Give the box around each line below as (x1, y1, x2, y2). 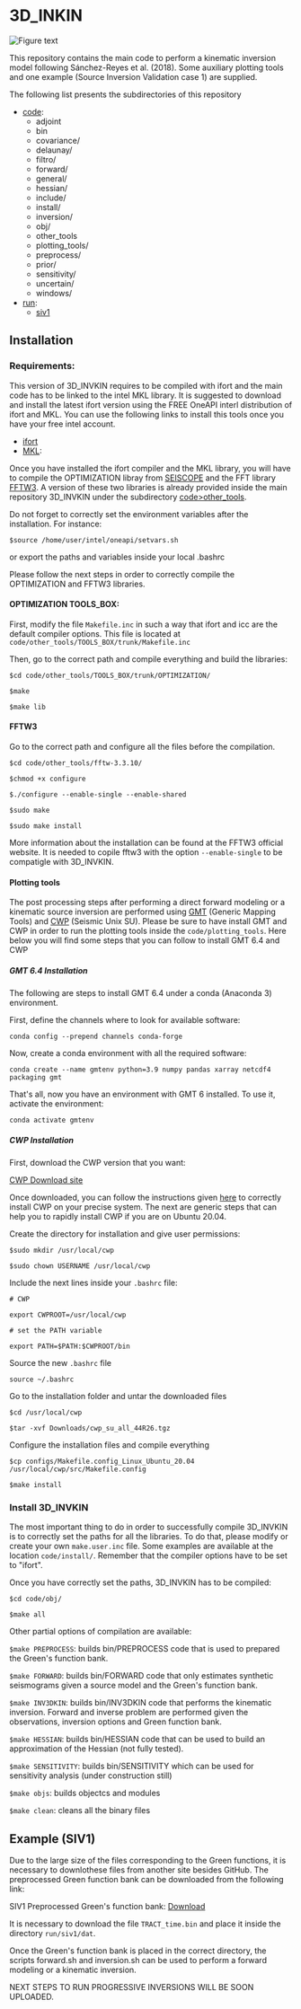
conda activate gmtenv (9, 1115, 94, 1125)
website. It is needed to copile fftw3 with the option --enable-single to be (9, 847, 283, 858)
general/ (35, 172, 67, 184)
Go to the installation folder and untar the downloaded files (9, 1391, 227, 1402)
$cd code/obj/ (9, 1595, 63, 1604)
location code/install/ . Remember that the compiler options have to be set (9, 1550, 288, 1561)
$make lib (9, 702, 47, 711)
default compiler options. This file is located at (9, 628, 181, 639)
